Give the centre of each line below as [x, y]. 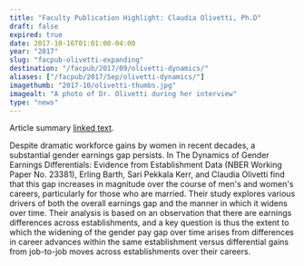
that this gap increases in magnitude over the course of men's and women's [152, 184]
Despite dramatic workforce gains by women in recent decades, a [132, 145]
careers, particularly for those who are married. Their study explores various [152, 194]
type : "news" [34, 102]
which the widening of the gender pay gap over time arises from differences [152, 232]
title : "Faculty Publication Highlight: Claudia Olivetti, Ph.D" [135, 18]
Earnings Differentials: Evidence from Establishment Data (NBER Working [146, 165]
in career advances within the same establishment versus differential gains [149, 242]
